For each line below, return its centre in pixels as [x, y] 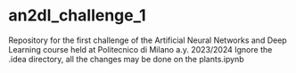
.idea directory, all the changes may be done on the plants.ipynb [126, 59]
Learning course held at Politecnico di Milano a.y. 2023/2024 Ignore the [140, 49]
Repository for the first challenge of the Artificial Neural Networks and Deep [148, 40]
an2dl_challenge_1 [77, 16]
